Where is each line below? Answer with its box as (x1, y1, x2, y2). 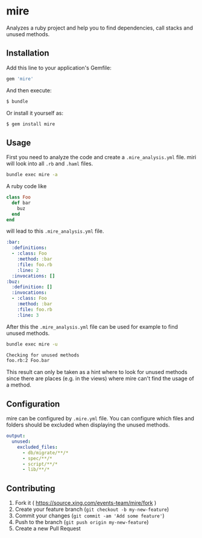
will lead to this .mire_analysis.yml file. (6, 227, 104, 235)
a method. (6, 381, 32, 388)
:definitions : (11, 245, 47, 251)
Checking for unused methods (6, 352, 80, 358)
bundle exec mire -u (6, 341, 58, 347)
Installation (6, 48, 49, 59)
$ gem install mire (6, 121, 55, 127)
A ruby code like (6, 183, 47, 190)
